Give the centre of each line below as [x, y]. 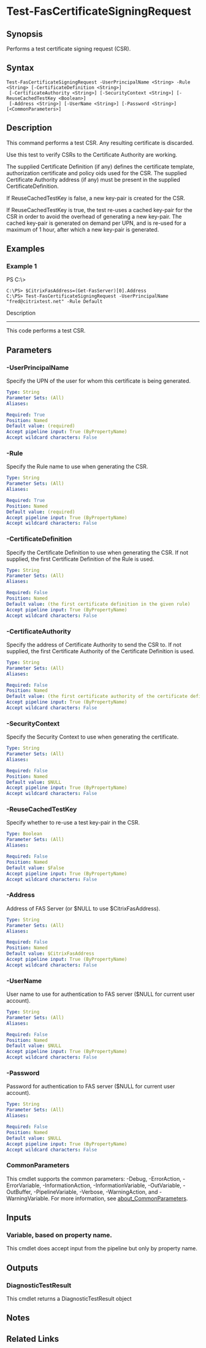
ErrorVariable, [24, 1185]
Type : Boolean [25, 834]
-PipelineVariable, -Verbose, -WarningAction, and [96, 1192]
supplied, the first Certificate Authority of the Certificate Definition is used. [101, 651]
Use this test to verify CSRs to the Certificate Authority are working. [92, 154]
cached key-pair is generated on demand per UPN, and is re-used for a [96, 223]
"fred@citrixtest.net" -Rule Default [55, 302]
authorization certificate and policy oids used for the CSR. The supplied [97, 173]
